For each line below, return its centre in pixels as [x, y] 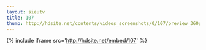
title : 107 [20, 18]
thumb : [15, 23]
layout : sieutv [26, 12]
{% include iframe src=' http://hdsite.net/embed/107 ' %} [77, 41]
